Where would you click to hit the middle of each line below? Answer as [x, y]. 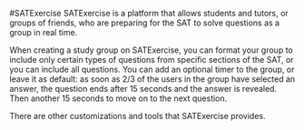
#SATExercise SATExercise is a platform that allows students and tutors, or [149, 13]
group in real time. [44, 32]
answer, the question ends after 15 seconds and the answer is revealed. [143, 89]
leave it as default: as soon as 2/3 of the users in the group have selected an [152, 79]
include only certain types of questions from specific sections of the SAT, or [152, 60]
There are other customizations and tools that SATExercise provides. [137, 116]
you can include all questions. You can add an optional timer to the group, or [152, 69]
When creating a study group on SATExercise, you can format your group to [151, 50]
